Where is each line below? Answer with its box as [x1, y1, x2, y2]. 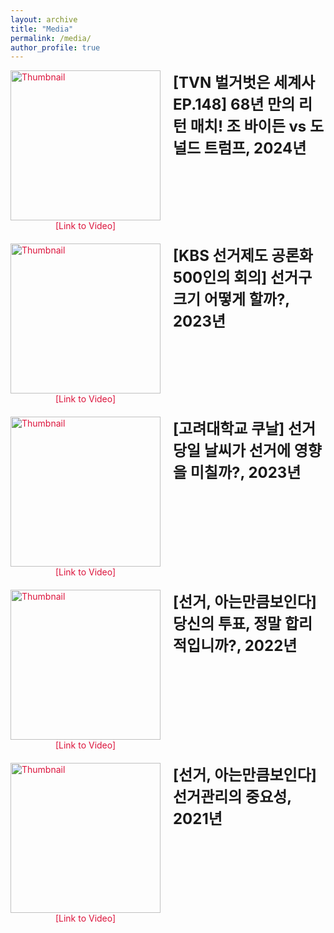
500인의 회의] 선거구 [173, 268, 313, 288]
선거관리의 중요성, [173, 787, 292, 807]
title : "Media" [10, 24, 74, 34]
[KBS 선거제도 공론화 [173, 246, 313, 266]
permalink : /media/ [10, 33, 92, 43]
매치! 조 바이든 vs [189, 117, 307, 136]
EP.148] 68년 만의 [173, 95, 296, 115]
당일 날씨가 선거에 [173, 441, 292, 461]
